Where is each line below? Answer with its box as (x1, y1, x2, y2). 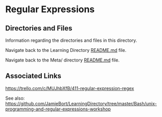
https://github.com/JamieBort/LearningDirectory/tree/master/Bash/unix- (5, 100, 157, 106)
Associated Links (5, 72, 61, 80)
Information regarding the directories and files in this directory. (5, 37, 137, 43)
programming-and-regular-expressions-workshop (5, 106, 111, 112)
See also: (5, 95, 25, 101)
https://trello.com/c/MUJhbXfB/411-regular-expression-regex (5, 85, 134, 91)
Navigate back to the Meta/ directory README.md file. (5, 57, 120, 63)
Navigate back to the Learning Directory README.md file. (5, 47, 127, 53)
